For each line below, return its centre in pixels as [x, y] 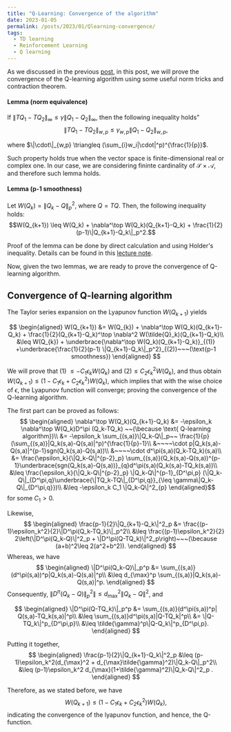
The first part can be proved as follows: [63, 410]
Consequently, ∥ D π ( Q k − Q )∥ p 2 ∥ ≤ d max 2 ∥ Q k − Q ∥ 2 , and [85, 594]
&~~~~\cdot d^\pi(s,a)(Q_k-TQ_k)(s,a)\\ [166, 450]
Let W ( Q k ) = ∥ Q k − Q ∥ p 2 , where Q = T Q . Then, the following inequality [107, 205]
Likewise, [21, 513]
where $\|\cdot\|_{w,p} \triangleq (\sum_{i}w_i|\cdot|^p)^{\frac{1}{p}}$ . [108, 145]
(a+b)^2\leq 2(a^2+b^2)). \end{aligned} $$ [116, 546]
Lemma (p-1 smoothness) [45, 189]
